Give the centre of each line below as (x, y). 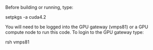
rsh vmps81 (17, 42)
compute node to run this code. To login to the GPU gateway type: (74, 32)
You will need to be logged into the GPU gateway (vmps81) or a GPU (77, 27)
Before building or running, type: (39, 7)
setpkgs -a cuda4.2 (26, 17)
